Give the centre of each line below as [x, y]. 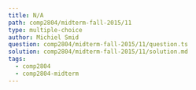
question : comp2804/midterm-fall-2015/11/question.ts [98, 45]
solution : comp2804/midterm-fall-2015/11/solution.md [98, 52]
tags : [17, 59]
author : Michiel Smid [44, 37]
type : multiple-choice [45, 30]
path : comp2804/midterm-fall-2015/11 [70, 23]
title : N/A [26, 15]
